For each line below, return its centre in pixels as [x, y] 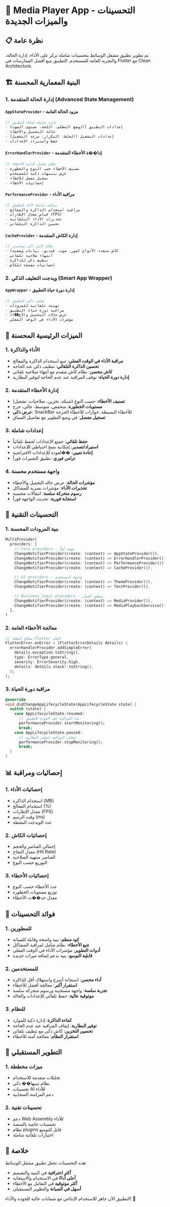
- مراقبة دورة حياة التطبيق [35, 310]
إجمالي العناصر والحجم [34, 847]
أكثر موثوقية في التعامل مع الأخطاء [45, 1184]
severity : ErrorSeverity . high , [47, 662]
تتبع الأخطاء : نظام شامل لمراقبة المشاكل [51, 945]
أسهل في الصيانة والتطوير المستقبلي [47, 1189]
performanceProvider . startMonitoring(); [62, 723]
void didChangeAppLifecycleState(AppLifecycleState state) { [71, 704]
